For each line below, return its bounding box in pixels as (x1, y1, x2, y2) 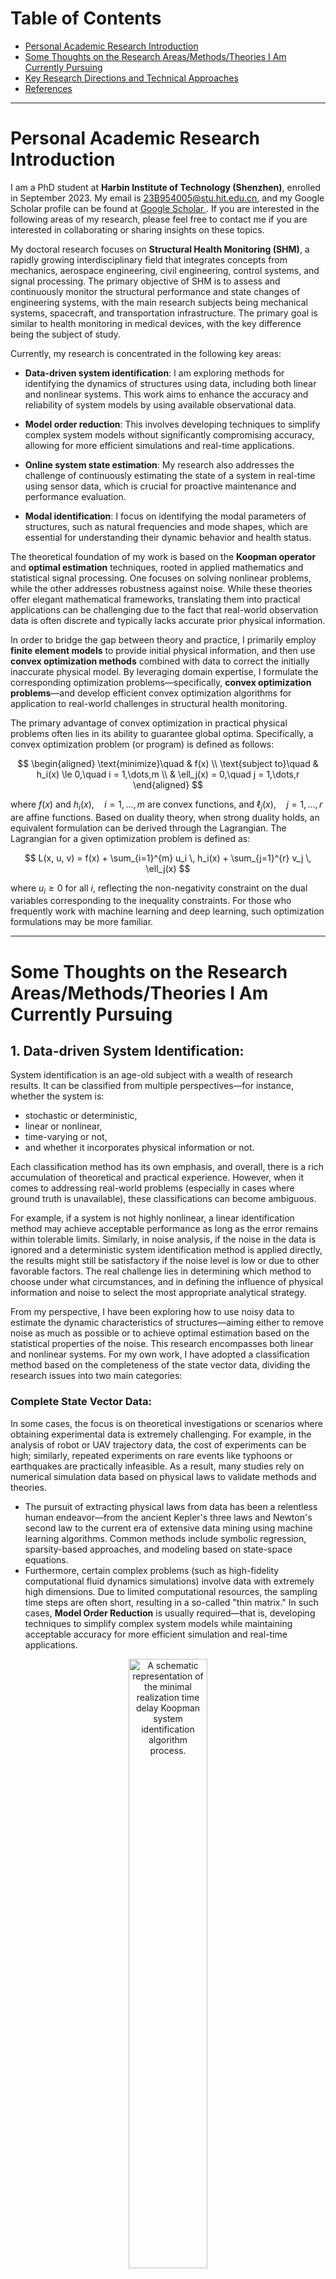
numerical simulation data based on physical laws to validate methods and (10, 1470, 317, 1482)
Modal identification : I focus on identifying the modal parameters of (24, 510, 307, 522)
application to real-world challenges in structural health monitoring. (10, 697, 288, 709)
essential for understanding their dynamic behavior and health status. (24, 531, 312, 543)
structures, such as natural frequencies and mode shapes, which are (24, 520, 308, 532)
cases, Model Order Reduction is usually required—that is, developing (24, 1607, 316, 1619)
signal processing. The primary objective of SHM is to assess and (10, 275, 281, 287)
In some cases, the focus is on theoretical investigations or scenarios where (10, 1417, 323, 1429)
